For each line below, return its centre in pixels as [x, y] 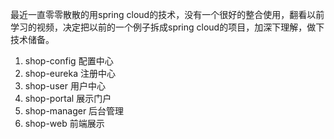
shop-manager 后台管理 [74, 111]
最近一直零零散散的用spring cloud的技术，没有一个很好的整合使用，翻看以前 [167, 14]
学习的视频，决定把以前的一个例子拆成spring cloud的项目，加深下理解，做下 [167, 27]
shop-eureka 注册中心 [70, 73]
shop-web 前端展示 [64, 123]
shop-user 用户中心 [65, 86]
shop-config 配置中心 [69, 61]
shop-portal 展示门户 [68, 98]
